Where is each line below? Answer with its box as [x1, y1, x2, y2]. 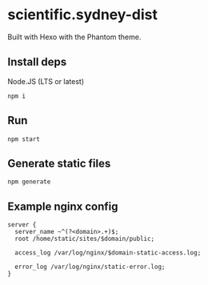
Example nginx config [7, 199, 118, 213]
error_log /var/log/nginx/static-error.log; [14, 263, 166, 271]
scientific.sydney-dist [7, 6, 158, 24]
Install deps [7, 55, 67, 69]
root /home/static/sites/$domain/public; [14, 235, 155, 243]
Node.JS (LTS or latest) [7, 76, 85, 86]
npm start [7, 134, 41, 143]
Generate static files [7, 156, 111, 170]
